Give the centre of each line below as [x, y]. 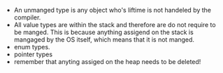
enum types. [32, 47]
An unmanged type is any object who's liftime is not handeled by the [113, 10]
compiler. [27, 17]
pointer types [33, 54]
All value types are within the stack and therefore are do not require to [115, 25]
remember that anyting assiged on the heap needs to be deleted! [107, 62]
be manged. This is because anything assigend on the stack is [103, 32]
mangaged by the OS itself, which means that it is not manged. [104, 40]
